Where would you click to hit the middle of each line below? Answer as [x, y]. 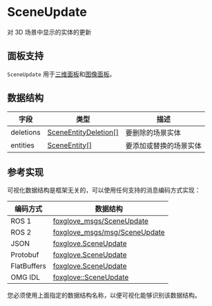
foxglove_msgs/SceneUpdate [100, 221]
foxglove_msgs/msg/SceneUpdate [109, 233]
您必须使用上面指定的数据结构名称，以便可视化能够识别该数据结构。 [104, 296]
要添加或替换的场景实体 [163, 145]
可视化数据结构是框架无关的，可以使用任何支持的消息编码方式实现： [104, 190]
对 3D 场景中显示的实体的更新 [49, 32]
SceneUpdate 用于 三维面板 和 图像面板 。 [61, 74]
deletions [26, 132]
